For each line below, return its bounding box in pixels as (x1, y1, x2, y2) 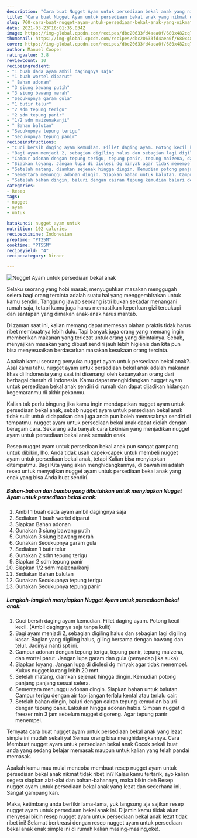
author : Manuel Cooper (6, 47, 62, 53)
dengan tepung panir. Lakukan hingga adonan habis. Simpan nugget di (15, 705, 186, 712)
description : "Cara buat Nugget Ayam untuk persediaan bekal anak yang (6, 8, 185, 15)
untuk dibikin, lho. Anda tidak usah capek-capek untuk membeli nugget (6, 449, 178, 456)
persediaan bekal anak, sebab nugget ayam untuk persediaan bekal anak (6, 407, 183, 414)
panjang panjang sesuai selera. (15, 679, 91, 686)
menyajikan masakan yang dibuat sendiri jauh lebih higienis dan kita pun (6, 341, 181, 348)
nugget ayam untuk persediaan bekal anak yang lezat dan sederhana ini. (6, 783, 182, 790)
